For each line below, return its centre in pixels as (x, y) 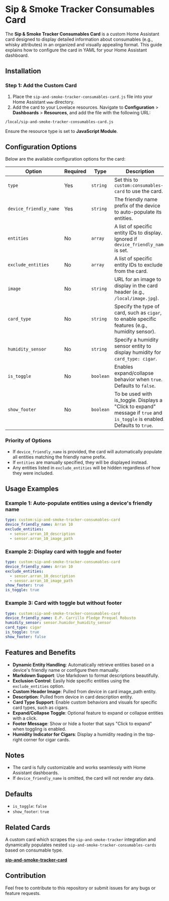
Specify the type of (137, 307)
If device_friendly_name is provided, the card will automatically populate (87, 451)
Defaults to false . (135, 386)
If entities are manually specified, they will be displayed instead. (80, 462)
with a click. (25, 718)
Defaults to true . (134, 426)
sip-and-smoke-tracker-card (36, 860)
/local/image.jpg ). (137, 298)
